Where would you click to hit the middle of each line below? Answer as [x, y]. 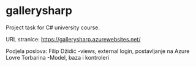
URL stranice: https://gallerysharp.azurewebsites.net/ [73, 39]
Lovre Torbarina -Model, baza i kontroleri [58, 57]
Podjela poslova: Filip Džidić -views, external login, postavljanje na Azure [98, 51]
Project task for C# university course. [53, 27]
